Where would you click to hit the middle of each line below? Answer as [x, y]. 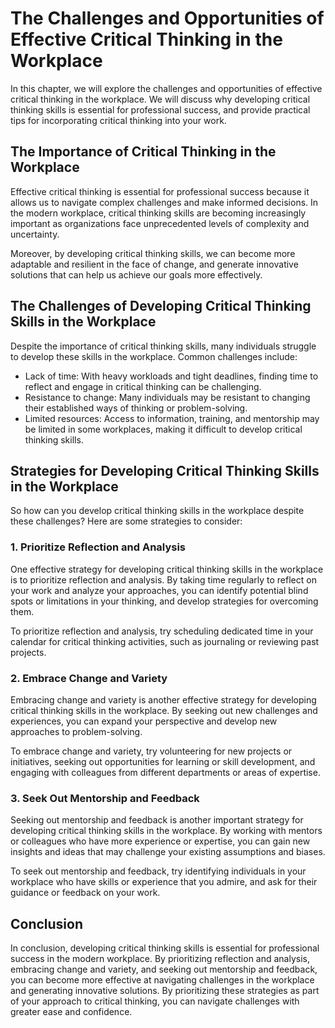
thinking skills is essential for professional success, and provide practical [160, 109]
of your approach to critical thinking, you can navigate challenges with [155, 1001]
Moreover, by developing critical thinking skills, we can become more [153, 253]
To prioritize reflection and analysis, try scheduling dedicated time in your [162, 631]
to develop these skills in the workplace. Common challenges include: [154, 356]
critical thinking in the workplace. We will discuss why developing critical [160, 99]
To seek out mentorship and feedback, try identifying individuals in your [158, 871]
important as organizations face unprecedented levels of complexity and [160, 223]
